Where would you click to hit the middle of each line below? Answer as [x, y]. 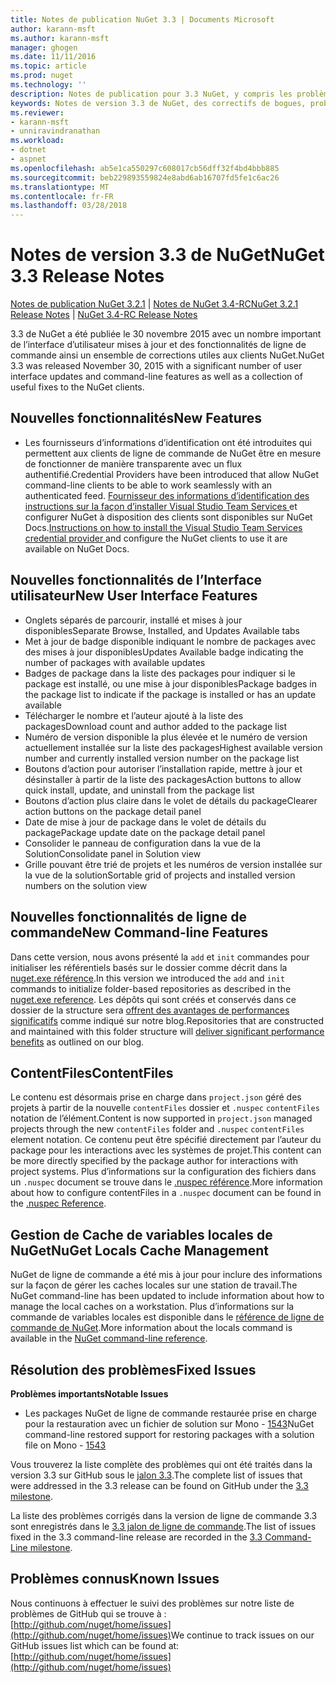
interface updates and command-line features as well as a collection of [156, 377]
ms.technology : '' [48, 85]
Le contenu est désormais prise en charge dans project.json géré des [156, 1097]
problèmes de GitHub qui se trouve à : [88, 1613]
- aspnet [28, 159]
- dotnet [28, 150]
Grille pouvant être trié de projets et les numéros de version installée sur [173, 864]
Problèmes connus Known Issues [115, 1579]
